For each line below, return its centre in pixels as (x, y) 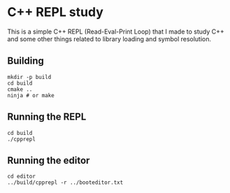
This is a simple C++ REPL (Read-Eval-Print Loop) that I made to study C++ (116, 31)
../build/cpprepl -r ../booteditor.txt (65, 183)
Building (26, 61)
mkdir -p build (29, 77)
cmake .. (20, 89)
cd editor (22, 177)
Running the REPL (47, 117)
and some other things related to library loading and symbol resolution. (109, 38)
